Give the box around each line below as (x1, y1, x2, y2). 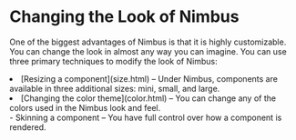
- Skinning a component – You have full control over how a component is (9, 112, 282, 123)
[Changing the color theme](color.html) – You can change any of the (21, 93, 276, 104)
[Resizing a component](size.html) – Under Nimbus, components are (21, 73, 278, 84)
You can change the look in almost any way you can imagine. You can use (9, 45, 287, 56)
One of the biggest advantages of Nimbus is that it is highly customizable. (9, 36, 287, 47)
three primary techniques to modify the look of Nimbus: (9, 55, 218, 66)
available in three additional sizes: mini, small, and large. (9, 83, 220, 94)
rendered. (9, 121, 47, 133)
